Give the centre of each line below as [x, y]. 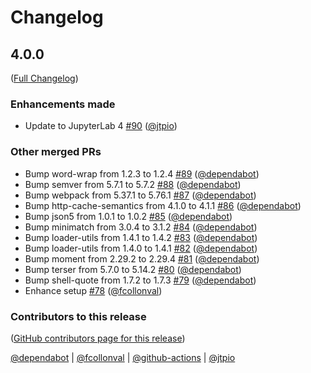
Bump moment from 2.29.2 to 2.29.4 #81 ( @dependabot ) [142, 258]
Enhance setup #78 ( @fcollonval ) [93, 290]
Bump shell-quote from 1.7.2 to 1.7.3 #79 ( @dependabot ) [140, 280]
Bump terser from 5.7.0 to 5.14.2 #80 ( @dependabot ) [133, 269]
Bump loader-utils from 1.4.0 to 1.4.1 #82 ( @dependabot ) [141, 248]
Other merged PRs [56, 152]
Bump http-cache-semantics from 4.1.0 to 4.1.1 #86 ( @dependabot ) [163, 205]
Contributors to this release [78, 316]
